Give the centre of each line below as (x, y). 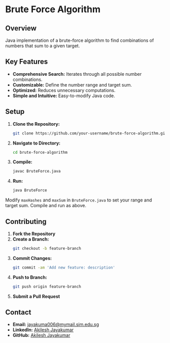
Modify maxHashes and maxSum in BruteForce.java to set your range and (79, 200)
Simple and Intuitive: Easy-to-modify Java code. (64, 96)
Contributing (26, 222)
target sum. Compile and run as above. (46, 206)
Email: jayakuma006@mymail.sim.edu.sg (56, 325)
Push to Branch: (30, 277)
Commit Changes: (32, 258)
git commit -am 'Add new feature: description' (64, 267)
